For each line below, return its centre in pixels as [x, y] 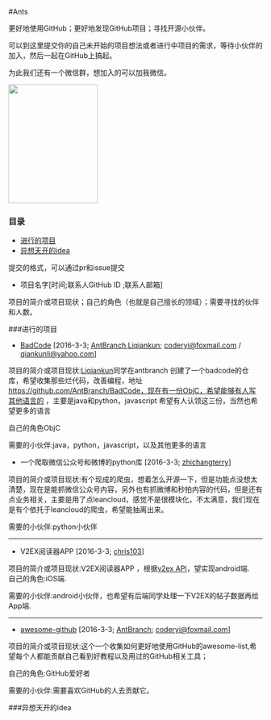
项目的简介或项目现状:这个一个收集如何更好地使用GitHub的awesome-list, [129, 646]
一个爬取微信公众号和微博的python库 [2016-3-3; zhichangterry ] [125, 462]
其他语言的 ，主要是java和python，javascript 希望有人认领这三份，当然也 [130, 401]
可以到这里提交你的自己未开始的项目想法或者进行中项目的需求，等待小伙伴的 [135, 45]
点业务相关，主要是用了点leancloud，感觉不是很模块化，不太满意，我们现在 [134, 500]
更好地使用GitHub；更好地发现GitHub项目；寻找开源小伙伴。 [109, 28]
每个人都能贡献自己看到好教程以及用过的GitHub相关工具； [111, 656]
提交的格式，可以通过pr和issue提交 [67, 268]
